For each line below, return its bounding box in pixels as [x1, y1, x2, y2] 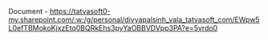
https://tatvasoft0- [49, 7, 111, 16]
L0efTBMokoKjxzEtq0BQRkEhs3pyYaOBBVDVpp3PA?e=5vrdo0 [8, 24, 218, 32]
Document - [8, 7, 48, 16]
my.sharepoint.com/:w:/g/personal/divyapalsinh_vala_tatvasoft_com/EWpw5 [8, 15, 260, 24]
